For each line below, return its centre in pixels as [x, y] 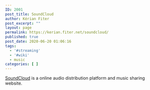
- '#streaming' [25, 50]
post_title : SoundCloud [30, 14]
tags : [11, 46]
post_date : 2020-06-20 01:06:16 [38, 42]
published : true [22, 37]
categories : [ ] [22, 64]
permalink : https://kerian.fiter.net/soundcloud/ [57, 32]
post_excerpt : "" [23, 23]
